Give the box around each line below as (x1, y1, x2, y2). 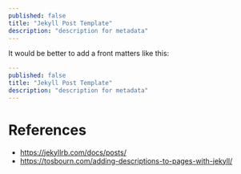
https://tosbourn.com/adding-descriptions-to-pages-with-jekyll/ (19, 156, 233, 165)
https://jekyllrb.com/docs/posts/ (19, 148, 127, 157)
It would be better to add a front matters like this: (8, 49, 170, 59)
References (8, 121, 86, 139)
